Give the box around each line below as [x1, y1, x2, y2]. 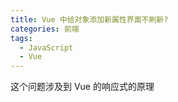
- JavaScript [19, 42, 74, 53]
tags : [10, 33, 33, 43]
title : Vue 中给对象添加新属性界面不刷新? [10, 14, 169, 25]
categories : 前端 [10, 24, 80, 34]
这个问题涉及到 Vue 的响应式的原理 [10, 81, 155, 93]
